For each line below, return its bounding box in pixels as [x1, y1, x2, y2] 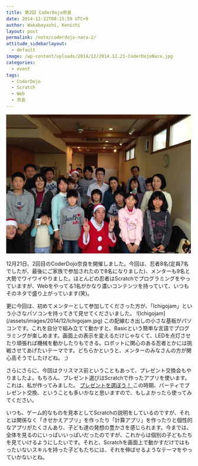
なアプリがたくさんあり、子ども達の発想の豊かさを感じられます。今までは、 [6, 424, 192, 431]
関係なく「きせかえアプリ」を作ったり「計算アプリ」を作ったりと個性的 [16, 416, 193, 423]
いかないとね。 [11, 454, 48, 461]
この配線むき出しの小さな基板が [103, 317, 182, 324]
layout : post [6, 28, 38, 34]
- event [11, 66, 31, 72]
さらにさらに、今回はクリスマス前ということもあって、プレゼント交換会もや [6, 366, 192, 374]
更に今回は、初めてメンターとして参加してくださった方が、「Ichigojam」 [6, 302, 182, 309]
